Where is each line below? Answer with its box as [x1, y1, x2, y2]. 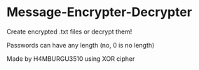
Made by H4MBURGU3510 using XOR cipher [6, 54, 135, 63]
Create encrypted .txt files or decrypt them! [6, 27, 132, 36]
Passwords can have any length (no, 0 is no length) [6, 41, 155, 49]
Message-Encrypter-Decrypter [6, 4, 193, 20]
